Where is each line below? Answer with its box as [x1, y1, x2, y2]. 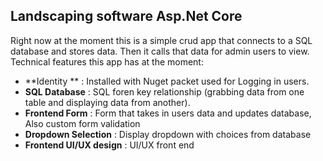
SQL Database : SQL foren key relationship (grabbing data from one [24, 85, 305, 98]
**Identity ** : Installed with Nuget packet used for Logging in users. [24, 75, 310, 87]
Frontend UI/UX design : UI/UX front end [24, 139, 195, 151]
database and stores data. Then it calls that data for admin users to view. [10, 45, 310, 57]
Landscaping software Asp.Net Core [10, 8, 243, 25]
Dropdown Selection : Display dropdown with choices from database [24, 128, 312, 140]
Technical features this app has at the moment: [10, 55, 204, 68]
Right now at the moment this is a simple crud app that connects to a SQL [10, 34, 313, 46]
